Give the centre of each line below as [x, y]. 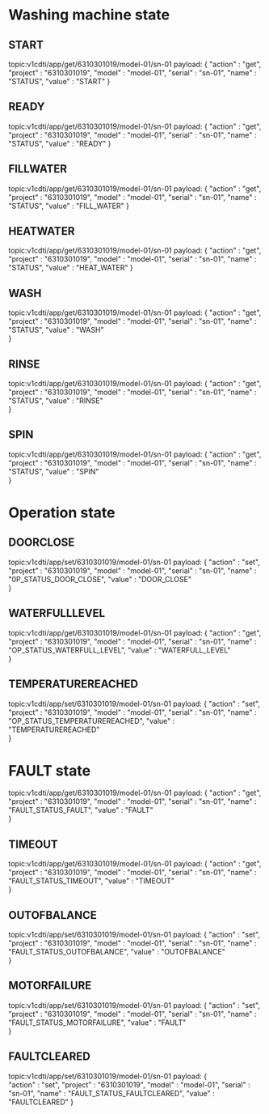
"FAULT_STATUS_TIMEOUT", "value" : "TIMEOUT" [92, 881]
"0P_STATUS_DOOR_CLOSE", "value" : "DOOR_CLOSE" [100, 579]
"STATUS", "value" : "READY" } [60, 143]
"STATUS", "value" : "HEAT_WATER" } [71, 268]
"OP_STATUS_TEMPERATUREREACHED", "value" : [92, 721]
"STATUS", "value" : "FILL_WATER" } [69, 206]
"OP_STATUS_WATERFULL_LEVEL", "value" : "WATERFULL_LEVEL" [120, 650]
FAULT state [50, 770]
